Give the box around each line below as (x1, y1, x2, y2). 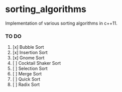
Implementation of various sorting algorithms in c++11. (5, 20, 117, 26)
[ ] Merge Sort (12, 71, 42, 77)
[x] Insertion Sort (12, 49, 48, 56)
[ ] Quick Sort (12, 76, 41, 82)
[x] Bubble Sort (12, 44, 44, 50)
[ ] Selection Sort (12, 65, 48, 71)
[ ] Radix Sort (12, 81, 40, 87)
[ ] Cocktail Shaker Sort (12, 60, 61, 66)
